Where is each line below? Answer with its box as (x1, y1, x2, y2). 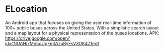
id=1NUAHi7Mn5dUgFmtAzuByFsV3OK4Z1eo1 (5, 40, 99, 46)
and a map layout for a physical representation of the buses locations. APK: (5, 30, 160, 36)
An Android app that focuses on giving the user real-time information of (5, 20, 152, 25)
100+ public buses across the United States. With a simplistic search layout (5, 25, 159, 30)
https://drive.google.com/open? (5, 35, 71, 41)
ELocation (5, 3, 48, 15)
